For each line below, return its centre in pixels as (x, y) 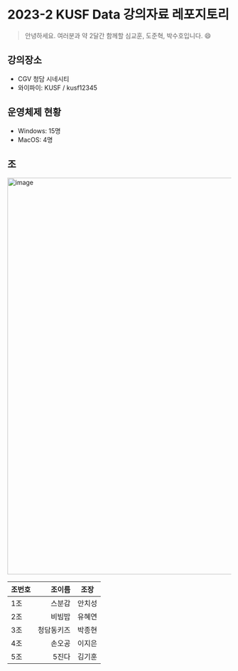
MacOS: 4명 (35, 139)
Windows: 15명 (39, 131)
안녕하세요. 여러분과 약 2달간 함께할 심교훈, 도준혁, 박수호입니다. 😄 (118, 36)
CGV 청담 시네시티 (43, 78)
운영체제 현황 (34, 112)
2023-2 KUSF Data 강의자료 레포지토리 (118, 15)
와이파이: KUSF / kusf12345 (58, 88)
